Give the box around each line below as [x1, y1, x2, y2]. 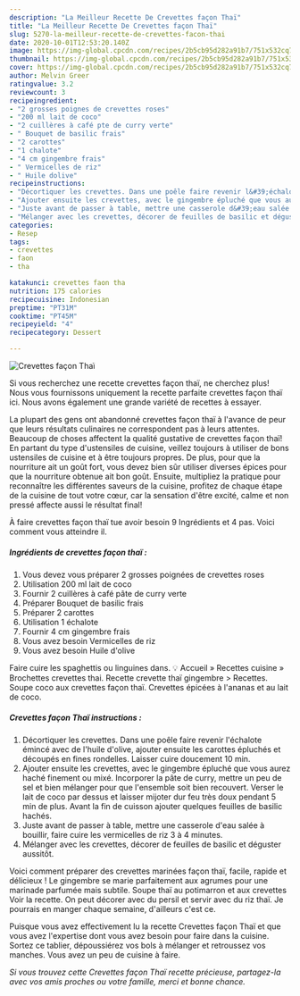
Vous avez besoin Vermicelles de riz [21, 635, 156, 646]
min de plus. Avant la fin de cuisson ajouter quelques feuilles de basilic [21, 800, 283, 811]
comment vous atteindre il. [9, 526, 107, 537]
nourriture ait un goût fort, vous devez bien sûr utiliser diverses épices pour [9, 462, 287, 472]
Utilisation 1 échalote [21, 616, 99, 627]
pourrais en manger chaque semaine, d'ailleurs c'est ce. [9, 903, 216, 914]
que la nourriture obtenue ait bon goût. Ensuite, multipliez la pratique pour [9, 471, 281, 481]
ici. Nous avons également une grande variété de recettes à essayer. [9, 397, 262, 407]
